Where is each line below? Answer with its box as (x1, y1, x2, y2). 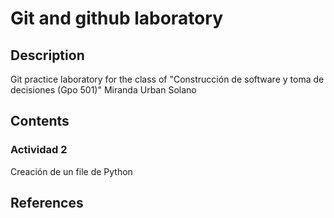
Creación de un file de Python (10, 165, 133, 177)
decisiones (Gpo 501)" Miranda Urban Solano (10, 84, 197, 96)
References (10, 195, 84, 212)
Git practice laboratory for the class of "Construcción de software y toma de (10, 73, 325, 85)
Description (10, 47, 85, 64)
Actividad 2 (10, 143, 68, 157)
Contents (10, 113, 70, 130)
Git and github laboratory (10, 7, 223, 30)
